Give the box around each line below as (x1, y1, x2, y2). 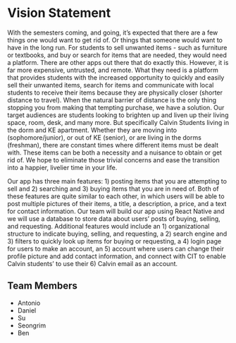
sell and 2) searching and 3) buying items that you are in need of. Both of (7, 184, 220, 193)
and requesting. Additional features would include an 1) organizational (7, 222, 210, 230)
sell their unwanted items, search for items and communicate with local (7, 80, 214, 89)
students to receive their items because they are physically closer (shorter (7, 88, 223, 97)
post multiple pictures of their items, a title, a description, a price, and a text (7, 199, 227, 207)
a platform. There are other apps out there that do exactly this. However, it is (7, 58, 229, 66)
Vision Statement (7, 5, 111, 21)
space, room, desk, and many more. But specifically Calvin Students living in (7, 118, 230, 126)
